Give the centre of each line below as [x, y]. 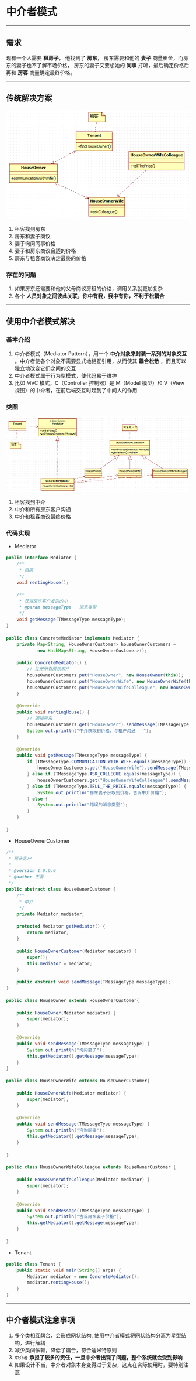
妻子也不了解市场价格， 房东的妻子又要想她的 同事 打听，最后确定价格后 [103, 65]
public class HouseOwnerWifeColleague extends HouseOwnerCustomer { [91, 1167]
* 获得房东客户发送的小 [43, 601]
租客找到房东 [30, 228]
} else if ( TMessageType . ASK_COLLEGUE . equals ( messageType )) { [104, 774]
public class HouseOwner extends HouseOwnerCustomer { [73, 1000]
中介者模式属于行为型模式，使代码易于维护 [66, 375]
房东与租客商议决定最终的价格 [50, 258]
